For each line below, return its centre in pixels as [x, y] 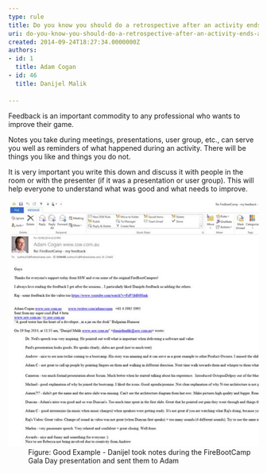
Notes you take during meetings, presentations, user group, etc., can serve [131, 140]
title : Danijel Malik [51, 83]
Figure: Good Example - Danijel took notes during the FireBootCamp [139, 452]
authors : [23, 50]
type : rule [26, 17]
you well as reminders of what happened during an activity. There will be [127, 148]
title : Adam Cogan [46, 67]
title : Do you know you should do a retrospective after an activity [126, 25]
